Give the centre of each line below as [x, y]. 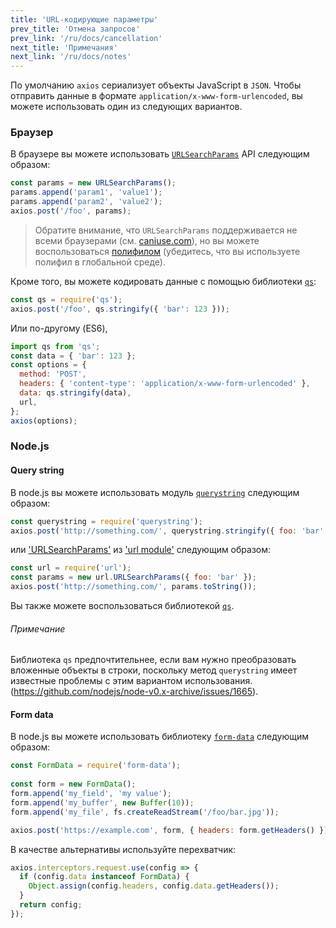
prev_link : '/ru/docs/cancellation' [86, 38]
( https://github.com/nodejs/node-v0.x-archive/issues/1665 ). [134, 692]
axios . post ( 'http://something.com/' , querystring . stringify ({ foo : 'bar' [167, 531]
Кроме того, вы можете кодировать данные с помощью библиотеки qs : [163, 281]
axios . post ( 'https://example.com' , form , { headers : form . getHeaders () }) [169, 830]
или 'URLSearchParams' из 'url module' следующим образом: [141, 550]
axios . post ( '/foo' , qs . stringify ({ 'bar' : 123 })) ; [120, 309]
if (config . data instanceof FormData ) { [104, 877]
